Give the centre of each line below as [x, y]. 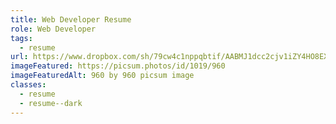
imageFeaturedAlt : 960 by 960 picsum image [102, 76]
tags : [21, 38]
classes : [28, 85]
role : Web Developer [53, 29]
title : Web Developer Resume [71, 19]
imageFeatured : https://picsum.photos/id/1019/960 [118, 66]
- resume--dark [51, 103]
